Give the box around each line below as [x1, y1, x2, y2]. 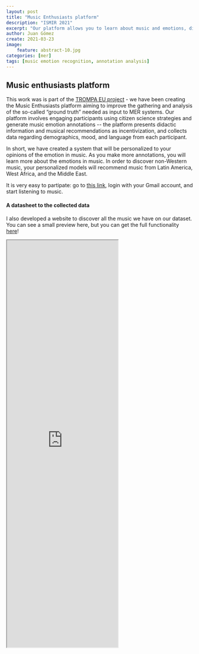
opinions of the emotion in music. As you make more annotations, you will [6, 152, 186, 159]
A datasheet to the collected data [6, 201, 90, 209]
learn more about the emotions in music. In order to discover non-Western [6, 158, 187, 165]
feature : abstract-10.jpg [17, 47, 81, 53]
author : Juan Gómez [6, 31, 54, 37]
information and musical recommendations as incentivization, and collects [6, 127, 187, 134]
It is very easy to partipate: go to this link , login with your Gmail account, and [6, 182, 193, 189]
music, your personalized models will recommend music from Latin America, [6, 164, 193, 171]
